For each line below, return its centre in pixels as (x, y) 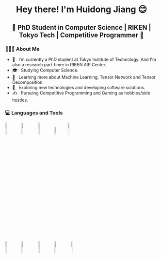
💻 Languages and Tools (34, 112)
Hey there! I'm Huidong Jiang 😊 (81, 9)
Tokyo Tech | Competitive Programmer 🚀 (81, 35)
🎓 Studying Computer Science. (45, 70)
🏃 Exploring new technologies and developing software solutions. (79, 87)
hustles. (20, 100)
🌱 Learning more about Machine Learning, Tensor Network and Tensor (84, 77)
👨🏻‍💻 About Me (22, 49)
